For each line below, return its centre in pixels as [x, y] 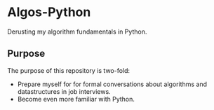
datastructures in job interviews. [64, 91]
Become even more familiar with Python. [76, 99]
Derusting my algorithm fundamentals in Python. [77, 32]
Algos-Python [49, 12]
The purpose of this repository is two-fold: [69, 70]
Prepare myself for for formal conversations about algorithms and [112, 84]
